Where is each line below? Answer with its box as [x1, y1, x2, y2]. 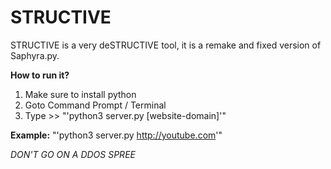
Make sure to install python [24, 88, 137, 100]
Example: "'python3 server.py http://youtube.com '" [10, 129, 223, 141]
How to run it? [10, 69, 70, 81]
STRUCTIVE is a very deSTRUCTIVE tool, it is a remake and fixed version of [10, 39, 322, 51]
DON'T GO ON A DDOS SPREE [10, 148, 136, 160]
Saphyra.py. [10, 49, 60, 61]
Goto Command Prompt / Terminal [24, 99, 167, 111]
